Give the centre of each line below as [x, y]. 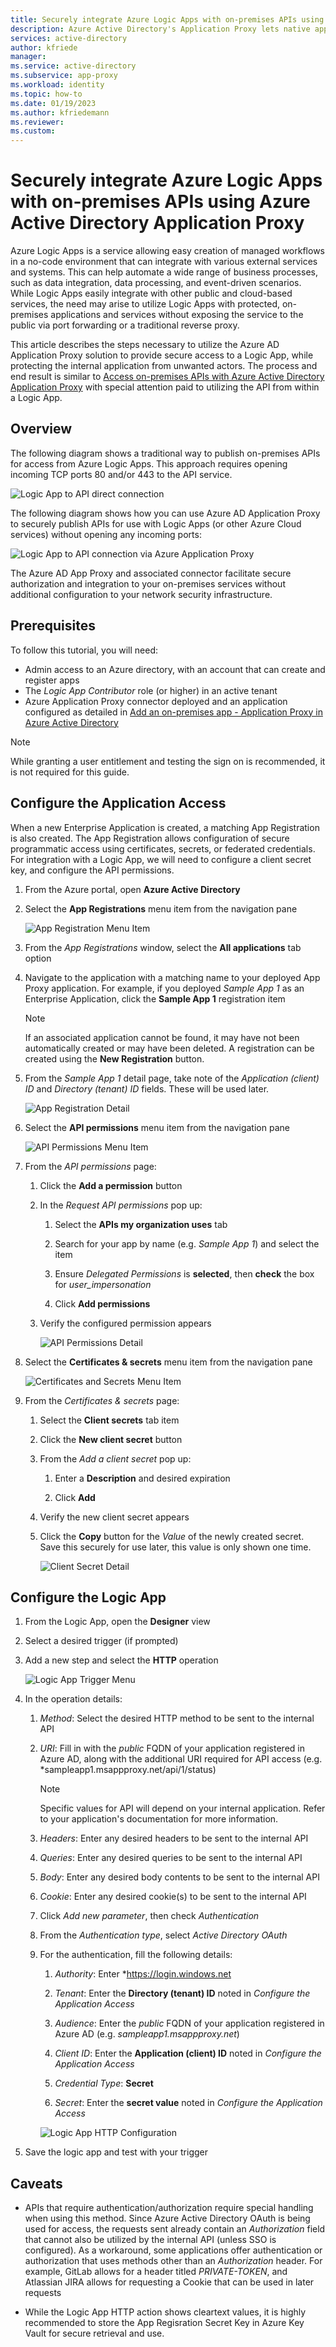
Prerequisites [53, 626]
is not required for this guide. [70, 772]
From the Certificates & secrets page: [102, 1400]
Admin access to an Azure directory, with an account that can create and [175, 669]
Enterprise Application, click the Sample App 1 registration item [155, 998]
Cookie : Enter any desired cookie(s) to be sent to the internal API [173, 1897]
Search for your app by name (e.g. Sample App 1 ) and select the [187, 1243]
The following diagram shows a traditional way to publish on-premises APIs [165, 453]
